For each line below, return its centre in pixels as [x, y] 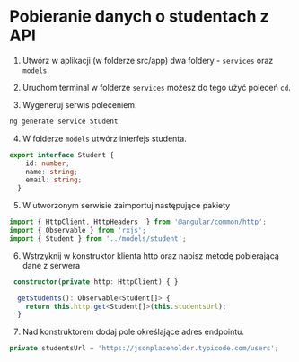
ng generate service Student [64, 121]
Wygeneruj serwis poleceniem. [79, 104]
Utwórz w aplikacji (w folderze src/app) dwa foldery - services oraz [148, 60]
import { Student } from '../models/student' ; [98, 238]
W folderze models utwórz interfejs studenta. [104, 138]
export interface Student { [62, 155]
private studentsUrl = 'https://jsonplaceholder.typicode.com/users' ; [144, 349]
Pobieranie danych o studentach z [139, 17]
